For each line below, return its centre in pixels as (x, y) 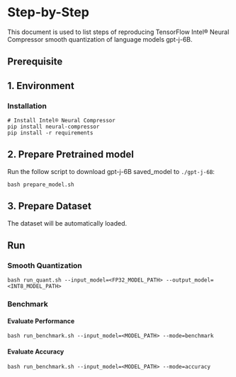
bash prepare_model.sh (41, 185)
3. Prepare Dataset (50, 206)
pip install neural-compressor (54, 127)
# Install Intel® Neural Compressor (61, 121)
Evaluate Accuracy (36, 352)
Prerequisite (35, 62)
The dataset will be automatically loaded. (67, 223)
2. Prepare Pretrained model (71, 155)
